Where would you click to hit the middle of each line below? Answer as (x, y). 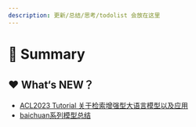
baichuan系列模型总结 (55, 115)
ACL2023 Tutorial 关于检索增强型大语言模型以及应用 (103, 105)
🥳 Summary (47, 54)
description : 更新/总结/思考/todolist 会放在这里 (84, 15)
